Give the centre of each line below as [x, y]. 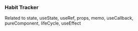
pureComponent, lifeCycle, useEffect [43, 23]
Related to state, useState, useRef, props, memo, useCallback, [69, 18]
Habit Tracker [22, 7]
